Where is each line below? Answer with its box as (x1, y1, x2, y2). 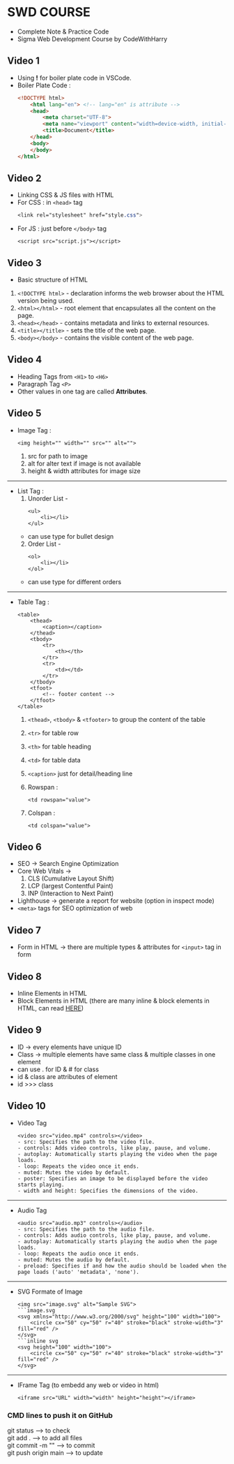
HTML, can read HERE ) (17, 1004, 84, 1013)
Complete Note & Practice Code (17, 27, 109, 36)
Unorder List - (27, 494, 68, 502)
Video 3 (7, 256, 42, 269)
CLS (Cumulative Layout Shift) (27, 874, 115, 883)
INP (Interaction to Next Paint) (27, 889, 114, 898)
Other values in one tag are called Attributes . (17, 387, 148, 396)
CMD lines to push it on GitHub (7, 1410, 114, 1420)
